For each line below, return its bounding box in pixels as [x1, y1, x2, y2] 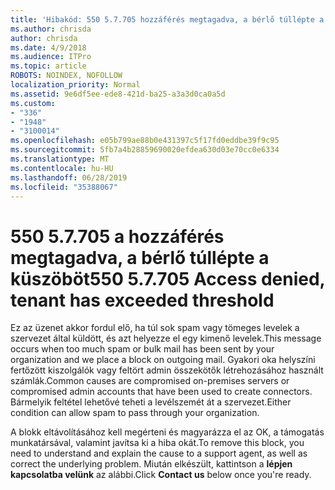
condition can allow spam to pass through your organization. [10, 407, 260, 419]
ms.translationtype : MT [10, 154, 110, 164]
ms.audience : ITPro [10, 52, 92, 62]
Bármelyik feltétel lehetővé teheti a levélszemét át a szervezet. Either [10, 396, 292, 408]
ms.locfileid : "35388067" [10, 182, 118, 192]
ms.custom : [10, 98, 56, 108]
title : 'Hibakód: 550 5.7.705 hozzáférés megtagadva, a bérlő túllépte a [10, 14, 325, 25]
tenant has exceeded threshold [10, 289, 275, 311]
